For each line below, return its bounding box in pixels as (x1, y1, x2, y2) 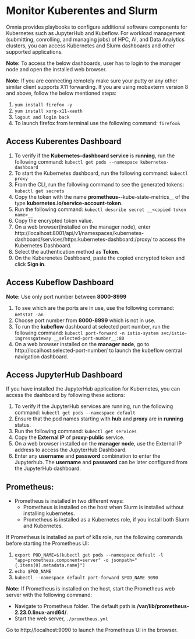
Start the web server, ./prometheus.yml (14, 615, 108, 622)
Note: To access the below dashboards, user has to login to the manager (6, 60, 182, 67)
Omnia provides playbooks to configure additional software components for (6, 23, 187, 30)
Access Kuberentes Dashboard (6, 136, 122, 147)
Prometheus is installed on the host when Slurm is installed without (23, 504, 185, 511)
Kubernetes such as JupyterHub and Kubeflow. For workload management (6, 29, 185, 36)
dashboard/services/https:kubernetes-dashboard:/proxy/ (14, 236, 153, 243)
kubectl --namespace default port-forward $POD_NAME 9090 (14, 575, 158, 581)
